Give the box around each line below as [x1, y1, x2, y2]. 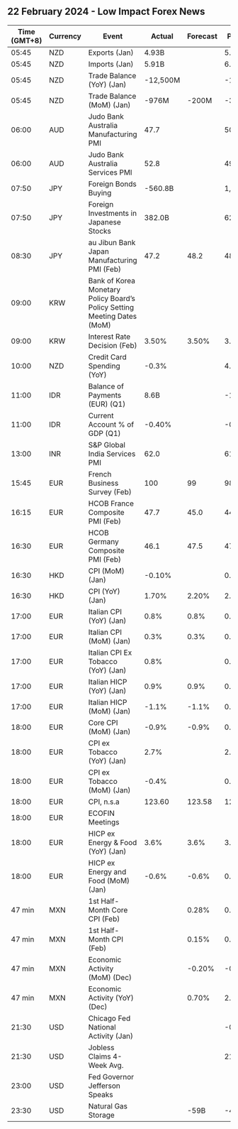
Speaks [88, 1089, 113, 1099]
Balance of [88, 381, 124, 391]
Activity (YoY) [88, 993, 134, 1003]
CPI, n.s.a [88, 797, 120, 807]
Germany [88, 536, 119, 546]
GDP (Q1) [88, 428, 121, 438]
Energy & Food [88, 837, 137, 847]
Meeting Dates [88, 311, 137, 321]
